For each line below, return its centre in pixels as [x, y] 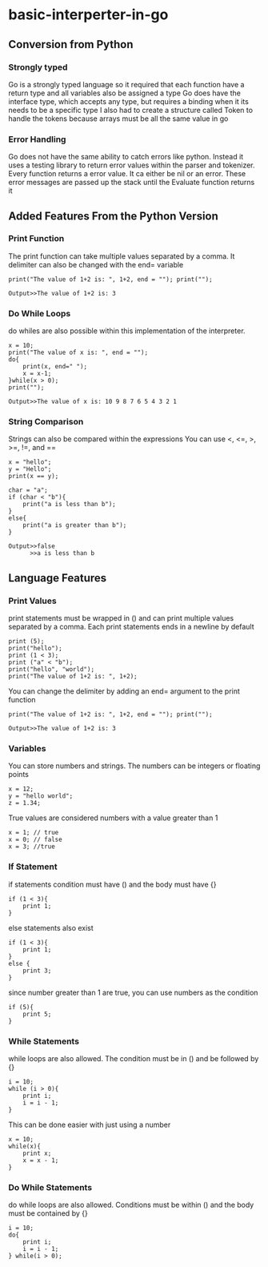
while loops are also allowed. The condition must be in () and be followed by [134, 1059]
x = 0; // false [35, 840]
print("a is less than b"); [69, 505]
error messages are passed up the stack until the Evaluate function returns [132, 183]
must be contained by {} [48, 1213]
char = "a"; [28, 490]
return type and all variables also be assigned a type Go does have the [125, 93]
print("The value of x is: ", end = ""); [78, 353]
